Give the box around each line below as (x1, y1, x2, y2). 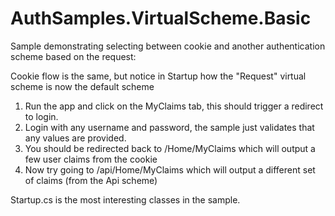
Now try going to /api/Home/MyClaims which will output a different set (24, 163, 316, 176)
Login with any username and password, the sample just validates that (24, 121, 315, 133)
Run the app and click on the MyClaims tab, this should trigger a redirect (24, 100, 324, 112)
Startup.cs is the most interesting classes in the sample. (10, 193, 241, 206)
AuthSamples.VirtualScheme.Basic (10, 7, 312, 30)
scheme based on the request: (10, 50, 137, 62)
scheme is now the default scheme (10, 80, 155, 92)
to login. (24, 110, 59, 122)
